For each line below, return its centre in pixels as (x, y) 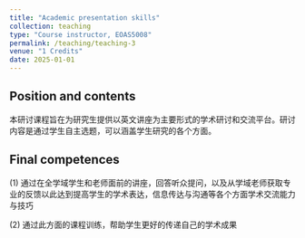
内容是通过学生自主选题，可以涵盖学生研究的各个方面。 (113, 130)
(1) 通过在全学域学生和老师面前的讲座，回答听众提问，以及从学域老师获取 (146, 183)
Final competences (64, 160)
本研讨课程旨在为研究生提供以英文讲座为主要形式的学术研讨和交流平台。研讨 (152, 119)
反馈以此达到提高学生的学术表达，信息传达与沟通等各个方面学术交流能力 (160, 194)
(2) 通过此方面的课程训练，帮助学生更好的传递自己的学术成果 (123, 224)
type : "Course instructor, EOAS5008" (81, 34)
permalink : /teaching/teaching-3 (73, 43)
